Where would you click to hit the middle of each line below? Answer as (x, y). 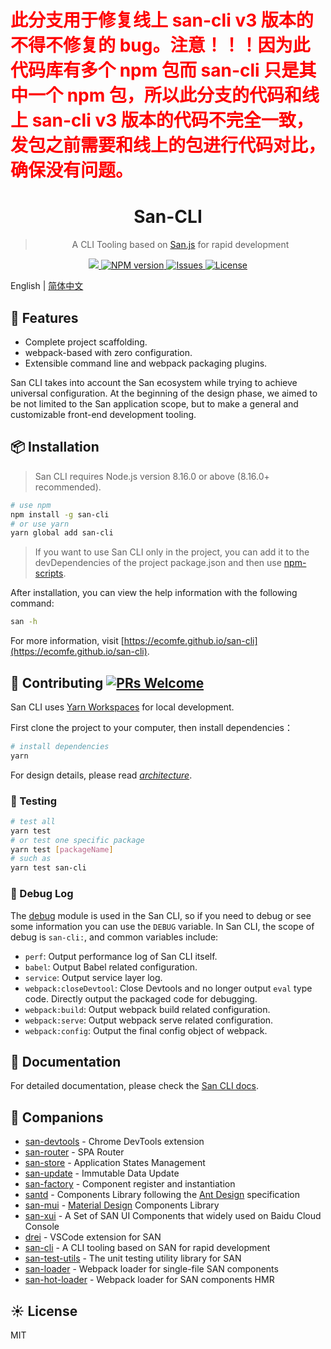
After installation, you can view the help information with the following (154, 593)
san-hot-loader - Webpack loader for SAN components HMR (149, 1280)
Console (42, 1227)
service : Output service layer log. (93, 977)
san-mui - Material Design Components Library (122, 1205)
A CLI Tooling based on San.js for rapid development (180, 245)
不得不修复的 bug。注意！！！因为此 (160, 45)
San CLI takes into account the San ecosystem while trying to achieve (154, 382)
